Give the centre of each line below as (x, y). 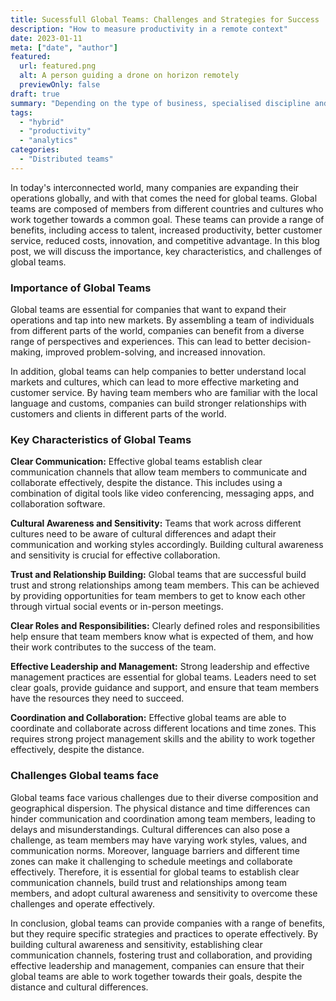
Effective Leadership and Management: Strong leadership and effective (160, 667)
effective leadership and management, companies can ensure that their (157, 965)
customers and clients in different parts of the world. (118, 414)
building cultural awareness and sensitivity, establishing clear (136, 944)
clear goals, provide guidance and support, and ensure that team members (165, 688)
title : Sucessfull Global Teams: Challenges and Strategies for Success (165, 19)
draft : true (35, 94)
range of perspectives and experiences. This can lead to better (140, 342)
